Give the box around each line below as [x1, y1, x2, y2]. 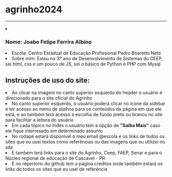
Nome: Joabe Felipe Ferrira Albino [5, 38, 92, 45]
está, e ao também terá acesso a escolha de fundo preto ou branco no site [5, 112, 163, 118]
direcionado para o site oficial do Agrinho [5, 95, 93, 101]
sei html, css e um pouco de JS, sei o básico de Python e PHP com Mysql [5, 61, 161, 67]
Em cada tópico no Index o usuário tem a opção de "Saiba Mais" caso [12, 122, 160, 129]
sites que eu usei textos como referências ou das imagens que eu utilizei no [5, 139, 165, 145]
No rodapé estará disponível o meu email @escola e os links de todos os [12, 133, 165, 139]
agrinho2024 [5, 4, 62, 15]
